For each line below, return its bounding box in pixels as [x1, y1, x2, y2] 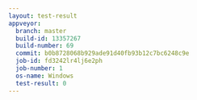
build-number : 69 [15, 42, 74, 50]
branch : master [15, 27, 67, 35]
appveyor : [8, 19, 42, 27]
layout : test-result [8, 11, 78, 20]
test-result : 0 [15, 79, 67, 87]
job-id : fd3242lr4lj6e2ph [15, 57, 103, 65]
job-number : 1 [15, 65, 63, 73]
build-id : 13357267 [15, 34, 82, 43]
